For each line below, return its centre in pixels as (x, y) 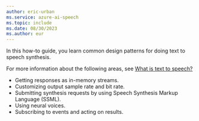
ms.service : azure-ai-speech (42, 17)
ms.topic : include (29, 23)
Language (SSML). (38, 100)
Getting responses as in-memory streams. (67, 80)
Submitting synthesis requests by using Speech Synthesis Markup (96, 93)
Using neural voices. (40, 106)
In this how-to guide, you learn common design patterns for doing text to (96, 51)
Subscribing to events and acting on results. (69, 112)
